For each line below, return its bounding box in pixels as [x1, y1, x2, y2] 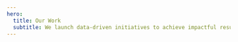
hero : [6, 10, 23, 18]
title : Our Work [13, 17, 61, 24]
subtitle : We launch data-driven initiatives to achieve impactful [13, 23, 217, 31]
